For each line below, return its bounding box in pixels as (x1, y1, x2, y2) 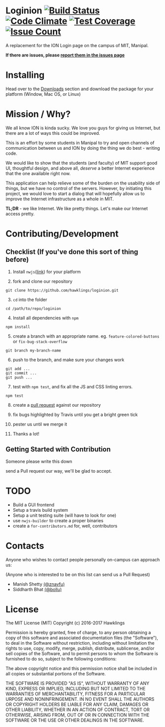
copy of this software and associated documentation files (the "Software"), (5, 635, 159, 641)
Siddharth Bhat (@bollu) (12, 586, 62, 592)
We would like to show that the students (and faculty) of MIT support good (5, 160, 158, 166)
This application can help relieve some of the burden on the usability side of (5, 180, 160, 186)
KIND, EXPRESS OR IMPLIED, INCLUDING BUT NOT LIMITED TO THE (5, 686, 146, 692)
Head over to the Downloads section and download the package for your (5, 86, 154, 92)
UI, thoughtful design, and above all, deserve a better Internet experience (5, 165, 155, 171)
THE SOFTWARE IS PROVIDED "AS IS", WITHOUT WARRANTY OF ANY (5, 680, 150, 686)
